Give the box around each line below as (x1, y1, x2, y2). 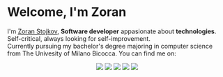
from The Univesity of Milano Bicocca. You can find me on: (7, 49, 176, 58)
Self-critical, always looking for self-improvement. (7, 34, 151, 42)
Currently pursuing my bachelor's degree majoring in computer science (7, 42, 213, 50)
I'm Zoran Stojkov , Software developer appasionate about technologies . (7, 27, 217, 35)
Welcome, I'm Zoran (7, 4, 127, 20)
